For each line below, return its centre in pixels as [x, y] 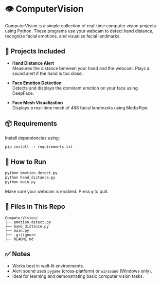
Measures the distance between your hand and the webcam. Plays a [81, 68]
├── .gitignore [20, 235]
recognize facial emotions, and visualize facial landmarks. [63, 36]
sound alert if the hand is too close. [47, 73]
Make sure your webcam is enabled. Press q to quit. [57, 191]
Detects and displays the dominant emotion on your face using [75, 88]
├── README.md [19, 239]
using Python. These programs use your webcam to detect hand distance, [79, 31]
